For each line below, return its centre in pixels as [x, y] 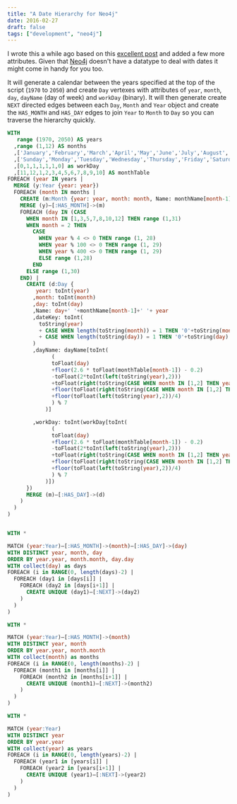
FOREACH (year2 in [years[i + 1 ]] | [71, 769]
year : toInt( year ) [63, 291]
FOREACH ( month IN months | [55, 193]
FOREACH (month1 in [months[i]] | [64, 670]
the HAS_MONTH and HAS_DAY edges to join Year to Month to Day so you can [111, 113]
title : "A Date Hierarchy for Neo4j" [63, 14]
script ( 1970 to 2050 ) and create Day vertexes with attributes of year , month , [115, 90]
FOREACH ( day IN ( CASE [53, 212]
